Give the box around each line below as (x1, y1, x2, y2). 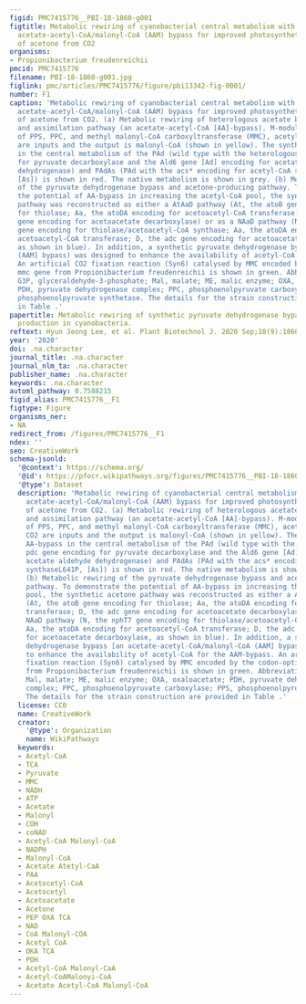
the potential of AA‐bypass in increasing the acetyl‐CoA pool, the (17, 192, 283, 201)
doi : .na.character (9, 344, 84, 353)
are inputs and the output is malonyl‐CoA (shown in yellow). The (17, 141, 275, 150)
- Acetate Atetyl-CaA (17, 862, 100, 872)
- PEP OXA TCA (17, 913, 71, 922)
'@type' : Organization (25, 727, 112, 736)
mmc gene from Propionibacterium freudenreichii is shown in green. (17, 268, 283, 277)
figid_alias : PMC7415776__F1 (9, 395, 120, 404)
